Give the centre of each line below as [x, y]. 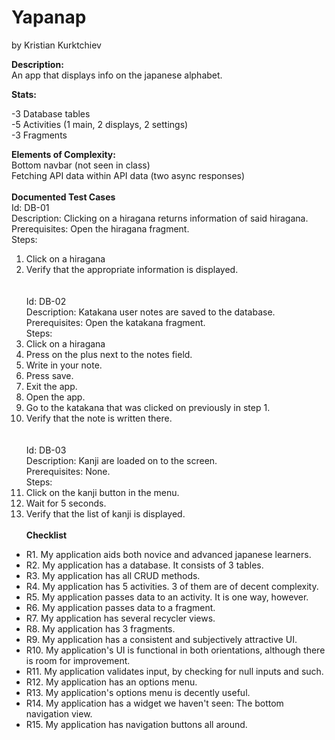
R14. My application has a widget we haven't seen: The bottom [154, 703]
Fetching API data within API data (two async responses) [128, 175]
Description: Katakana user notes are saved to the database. [150, 312]
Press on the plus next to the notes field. [109, 354]
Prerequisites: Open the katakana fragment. [115, 322]
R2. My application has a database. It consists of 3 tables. [144, 565]
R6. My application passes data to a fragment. [120, 607]
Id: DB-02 [46, 301]
